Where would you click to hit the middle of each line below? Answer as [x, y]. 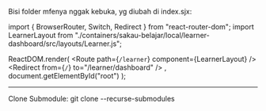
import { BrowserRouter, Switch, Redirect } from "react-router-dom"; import [131, 27]
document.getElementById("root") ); [67, 76]
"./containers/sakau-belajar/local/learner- [142, 35]
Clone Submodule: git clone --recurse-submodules [92, 99]
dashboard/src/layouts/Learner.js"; [65, 44]
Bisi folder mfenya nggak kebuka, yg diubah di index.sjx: [100, 11]
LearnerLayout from [41, 35]
